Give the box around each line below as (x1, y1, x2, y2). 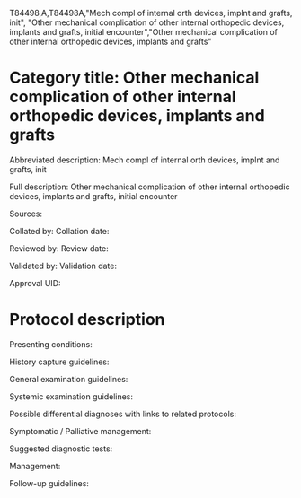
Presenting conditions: (9, 338, 93, 349)
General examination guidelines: (9, 373, 128, 384)
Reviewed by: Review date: (9, 242, 110, 254)
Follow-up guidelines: (9, 477, 90, 488)
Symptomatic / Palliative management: (9, 425, 152, 436)
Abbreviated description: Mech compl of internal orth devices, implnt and (9, 154, 280, 165)
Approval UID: (9, 277, 61, 288)
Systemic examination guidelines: (9, 390, 133, 402)
